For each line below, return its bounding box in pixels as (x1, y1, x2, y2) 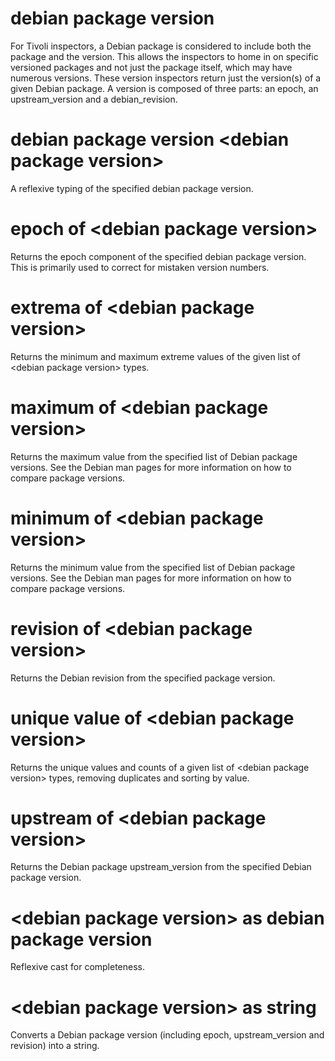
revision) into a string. (10, 1040, 100, 1052)
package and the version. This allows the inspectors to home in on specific (10, 50, 319, 62)
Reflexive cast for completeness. (10, 961, 146, 973)
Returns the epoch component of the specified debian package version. (10, 250, 307, 262)
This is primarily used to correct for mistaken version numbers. (10, 261, 270, 273)
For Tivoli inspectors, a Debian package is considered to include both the (10, 40, 312, 52)
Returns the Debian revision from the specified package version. (10, 672, 276, 684)
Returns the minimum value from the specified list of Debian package (10, 561, 296, 573)
